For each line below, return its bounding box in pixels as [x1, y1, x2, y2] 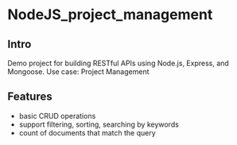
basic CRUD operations [18, 111, 96, 120]
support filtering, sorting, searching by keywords [18, 120, 180, 129]
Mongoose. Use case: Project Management [7, 67, 150, 76]
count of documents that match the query [18, 127, 156, 137]
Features [7, 90, 52, 104]
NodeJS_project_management [7, 6, 213, 24]
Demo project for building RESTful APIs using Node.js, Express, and [7, 58, 230, 68]
